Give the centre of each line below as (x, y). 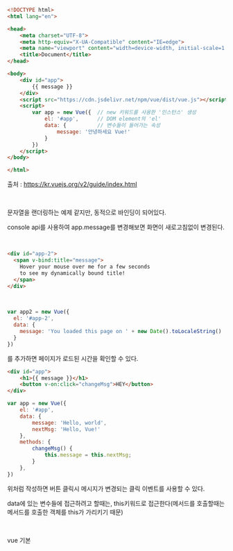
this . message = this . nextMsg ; (88, 455)
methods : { (35, 442)
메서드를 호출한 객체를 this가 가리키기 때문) (65, 512)
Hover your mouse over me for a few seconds (85, 266)
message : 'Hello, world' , (70, 423)
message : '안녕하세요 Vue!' (93, 132)
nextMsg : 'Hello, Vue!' (66, 429)
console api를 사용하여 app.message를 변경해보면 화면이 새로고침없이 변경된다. (116, 227)
